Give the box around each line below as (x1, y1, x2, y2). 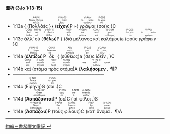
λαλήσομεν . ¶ (80, 66, 113, 72)
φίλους (64, 108, 80, 114)
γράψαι (79, 23, 96, 29)
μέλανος (73, 36, 92, 42)
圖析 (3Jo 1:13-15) (5, 5, 43, 11)
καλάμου (100, 36, 120, 42)
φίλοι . (79, 96, 94, 102)
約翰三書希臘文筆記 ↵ (5, 123, 51, 129)
